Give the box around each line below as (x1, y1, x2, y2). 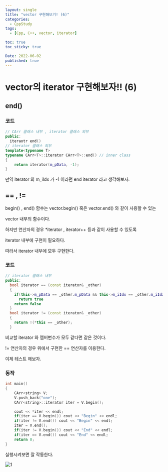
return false (14, 301, 41, 306)
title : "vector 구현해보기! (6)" (5, 12, 70, 17)
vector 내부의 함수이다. (5, 216, 50, 222)
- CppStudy (9, 21, 32, 27)
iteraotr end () (9, 139, 41, 144)
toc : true (5, 40, 26, 45)
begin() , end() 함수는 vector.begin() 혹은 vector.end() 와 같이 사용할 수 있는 (5, 205, 156, 211)
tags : (5, 26, 16, 31)
